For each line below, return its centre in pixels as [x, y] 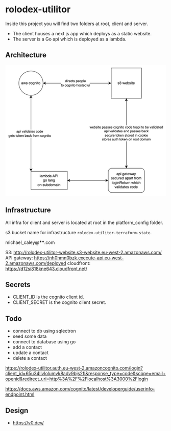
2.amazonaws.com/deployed [36, 263]
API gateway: [19, 258]
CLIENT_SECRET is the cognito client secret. [59, 302]
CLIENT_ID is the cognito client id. [48, 297]
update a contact [31, 353]
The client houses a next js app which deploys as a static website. [82, 33]
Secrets [18, 285]
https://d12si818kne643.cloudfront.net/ [46, 269]
